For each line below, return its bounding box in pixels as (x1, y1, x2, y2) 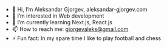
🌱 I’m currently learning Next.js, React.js (12, 19, 112, 26)
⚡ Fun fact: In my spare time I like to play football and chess (12, 35, 162, 42)
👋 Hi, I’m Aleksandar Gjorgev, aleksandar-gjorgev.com (12, 6, 148, 13)
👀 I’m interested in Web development (12, 12, 104, 19)
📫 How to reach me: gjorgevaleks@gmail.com (12, 26, 129, 33)
